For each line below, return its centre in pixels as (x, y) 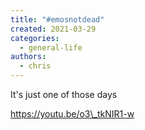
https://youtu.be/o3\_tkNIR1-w (72, 114)
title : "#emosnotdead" (57, 19)
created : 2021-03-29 (53, 29)
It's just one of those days (64, 94)
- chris (35, 66)
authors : (28, 57)
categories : (35, 38)
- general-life (51, 47)
